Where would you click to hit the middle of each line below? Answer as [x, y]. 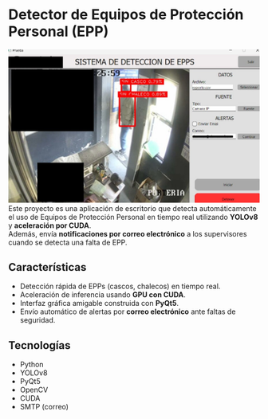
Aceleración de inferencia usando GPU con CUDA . [102, 295]
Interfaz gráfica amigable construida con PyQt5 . [99, 303]
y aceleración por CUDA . [50, 225]
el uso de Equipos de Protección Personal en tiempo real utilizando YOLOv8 [133, 217]
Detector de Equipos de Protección [126, 15]
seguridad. [37, 320]
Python [32, 365]
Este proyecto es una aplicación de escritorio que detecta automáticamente [132, 208]
